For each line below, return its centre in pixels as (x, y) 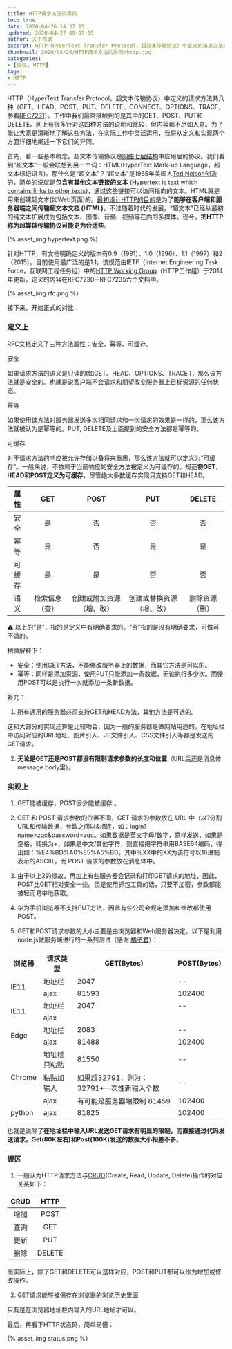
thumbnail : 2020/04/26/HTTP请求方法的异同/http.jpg (79, 53)
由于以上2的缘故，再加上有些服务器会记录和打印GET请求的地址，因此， (119, 875)
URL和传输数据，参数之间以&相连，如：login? (82, 826)
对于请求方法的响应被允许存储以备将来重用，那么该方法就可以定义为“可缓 (112, 458)
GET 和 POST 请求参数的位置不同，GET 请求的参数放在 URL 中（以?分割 (119, 818)
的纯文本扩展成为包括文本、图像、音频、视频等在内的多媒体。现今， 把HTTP (115, 217)
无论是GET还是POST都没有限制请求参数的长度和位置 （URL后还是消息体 (119, 758)
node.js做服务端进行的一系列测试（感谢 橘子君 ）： (87, 939)
